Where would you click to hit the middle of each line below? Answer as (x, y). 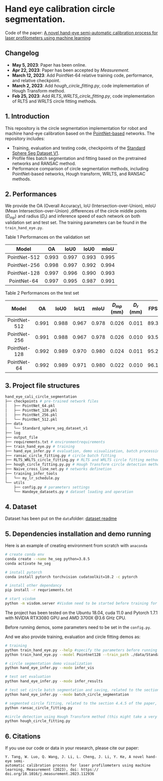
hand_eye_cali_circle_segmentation (41, 397)
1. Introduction (27, 116)
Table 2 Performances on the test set (42, 293)
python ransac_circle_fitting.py (39, 708)
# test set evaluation (28, 677)
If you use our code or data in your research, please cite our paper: (72, 748)
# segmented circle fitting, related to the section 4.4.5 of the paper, (81, 703)
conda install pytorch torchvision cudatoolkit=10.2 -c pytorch (71, 577)
